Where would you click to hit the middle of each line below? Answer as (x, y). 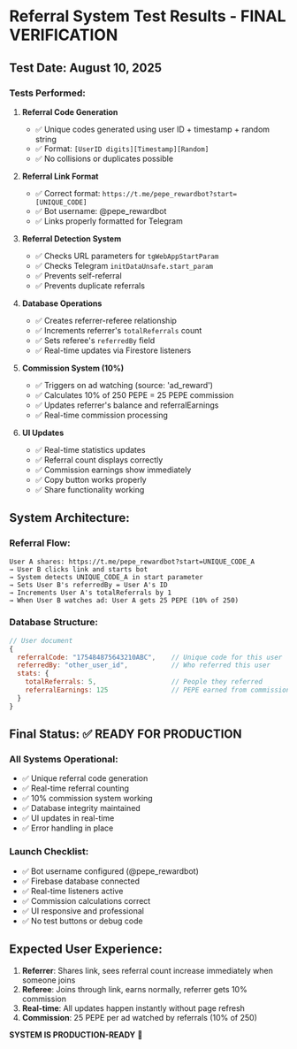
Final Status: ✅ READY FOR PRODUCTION (126, 735)
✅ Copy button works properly (91, 479)
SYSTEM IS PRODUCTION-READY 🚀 (76, 1034)
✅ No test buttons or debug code (82, 921)
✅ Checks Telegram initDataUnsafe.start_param (124, 265)
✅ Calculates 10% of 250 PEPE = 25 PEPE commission (134, 394)
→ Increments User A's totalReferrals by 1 (91, 593)
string (46, 139)
